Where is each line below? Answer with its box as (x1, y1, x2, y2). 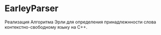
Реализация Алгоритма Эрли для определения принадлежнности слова (4, 19, 157, 25)
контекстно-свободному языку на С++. (4, 24, 88, 30)
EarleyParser (4, 3, 58, 14)
